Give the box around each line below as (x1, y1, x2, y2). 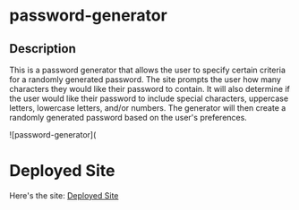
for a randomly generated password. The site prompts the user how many (9, 74, 282, 85)
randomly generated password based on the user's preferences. (9, 113, 248, 122)
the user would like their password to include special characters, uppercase (9, 93, 289, 104)
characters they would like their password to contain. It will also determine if (9, 84, 291, 94)
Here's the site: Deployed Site (9, 189, 119, 201)
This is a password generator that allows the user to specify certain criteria (9, 64, 286, 75)
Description (9, 41, 76, 56)
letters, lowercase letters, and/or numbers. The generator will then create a (9, 103, 286, 113)
